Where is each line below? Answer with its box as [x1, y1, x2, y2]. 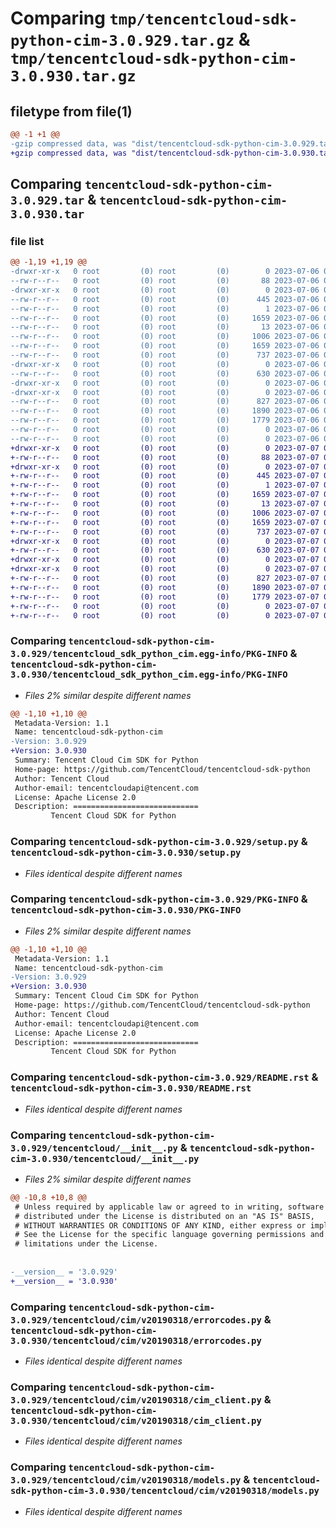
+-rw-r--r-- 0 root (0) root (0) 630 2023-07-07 [10, 545, 320, 556]
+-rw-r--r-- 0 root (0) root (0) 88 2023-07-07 [10, 452, 320, 462]
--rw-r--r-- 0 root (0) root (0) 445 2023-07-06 [10, 294, 320, 304]
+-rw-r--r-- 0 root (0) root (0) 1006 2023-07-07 [10, 508, 320, 518]
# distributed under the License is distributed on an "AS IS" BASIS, [14, 1211, 315, 1221]
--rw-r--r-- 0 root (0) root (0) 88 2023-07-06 [10, 276, 320, 286]
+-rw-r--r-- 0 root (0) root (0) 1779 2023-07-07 [10, 592, 320, 602]
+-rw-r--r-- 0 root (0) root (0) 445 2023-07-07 [10, 471, 320, 481]
